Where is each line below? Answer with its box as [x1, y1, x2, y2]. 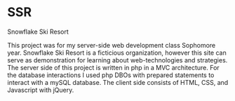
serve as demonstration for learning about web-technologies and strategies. [7, 55, 228, 64]
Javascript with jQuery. [7, 86, 74, 94]
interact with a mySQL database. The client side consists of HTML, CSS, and [7, 78, 229, 86]
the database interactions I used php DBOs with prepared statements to [7, 71, 215, 79]
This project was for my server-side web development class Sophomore [7, 41, 216, 49]
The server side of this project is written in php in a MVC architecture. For [7, 63, 220, 72]
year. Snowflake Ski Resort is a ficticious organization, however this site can [7, 48, 227, 57]
